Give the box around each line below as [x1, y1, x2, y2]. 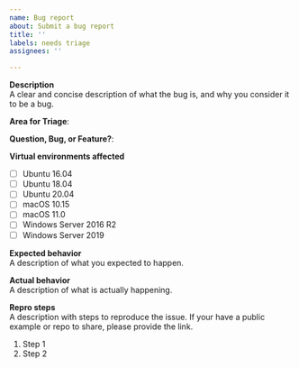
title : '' [9, 30, 47, 39]
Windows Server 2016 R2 [22, 219, 117, 230]
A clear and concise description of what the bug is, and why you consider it [9, 89, 290, 100]
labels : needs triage [9, 38, 91, 48]
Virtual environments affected [9, 151, 125, 162]
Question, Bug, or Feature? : [9, 133, 114, 144]
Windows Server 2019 [22, 229, 105, 240]
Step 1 [22, 338, 46, 349]
